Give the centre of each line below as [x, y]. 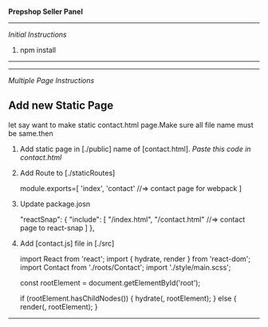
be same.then [31, 133]
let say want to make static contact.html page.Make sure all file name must [131, 125]
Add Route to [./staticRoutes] [67, 173]
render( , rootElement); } [59, 306]
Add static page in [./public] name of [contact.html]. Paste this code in [135, 149]
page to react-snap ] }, [57, 228]
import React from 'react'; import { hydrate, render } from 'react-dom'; [135, 258]
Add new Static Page [61, 106]
